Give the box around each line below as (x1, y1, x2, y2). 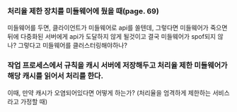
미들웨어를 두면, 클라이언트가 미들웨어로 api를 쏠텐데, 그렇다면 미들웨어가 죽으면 (7, 23, 228, 32)
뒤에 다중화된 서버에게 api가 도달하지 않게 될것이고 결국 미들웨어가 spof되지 (7, 32, 216, 41)
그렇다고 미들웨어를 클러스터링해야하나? (17, 41, 127, 50)
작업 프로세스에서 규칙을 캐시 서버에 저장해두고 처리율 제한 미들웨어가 (7, 61, 228, 70)
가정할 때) (20, 97, 48, 106)
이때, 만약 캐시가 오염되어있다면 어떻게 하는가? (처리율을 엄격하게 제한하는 (7, 88, 211, 97)
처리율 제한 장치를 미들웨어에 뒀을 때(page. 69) (7, 6, 159, 15)
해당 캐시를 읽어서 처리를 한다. (7, 71, 104, 81)
